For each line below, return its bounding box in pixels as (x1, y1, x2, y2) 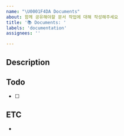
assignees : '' (6, 30, 41, 36)
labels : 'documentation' (6, 25, 67, 31)
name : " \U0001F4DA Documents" (6, 8, 81, 15)
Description (6, 57, 50, 67)
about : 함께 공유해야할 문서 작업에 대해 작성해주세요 (6, 14, 119, 20)
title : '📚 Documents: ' (6, 19, 66, 25)
